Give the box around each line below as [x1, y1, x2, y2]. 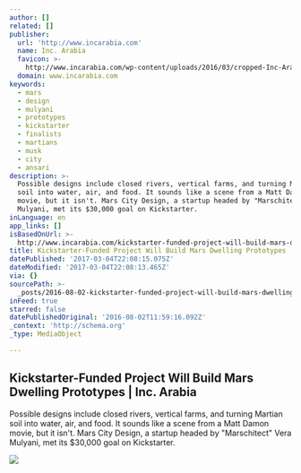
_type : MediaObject [9, 330, 82, 339]
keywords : [9, 80, 47, 89]
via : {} [9, 271, 39, 280]
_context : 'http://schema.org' [9, 322, 126, 331]
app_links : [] [9, 221, 63, 230]
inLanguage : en [9, 212, 66, 222]
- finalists [17, 130, 63, 139]
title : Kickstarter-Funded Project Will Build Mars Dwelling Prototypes [9, 246, 287, 255]
